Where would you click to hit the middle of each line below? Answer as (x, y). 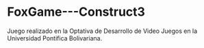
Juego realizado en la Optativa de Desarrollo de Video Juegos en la (102, 31)
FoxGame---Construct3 (76, 12)
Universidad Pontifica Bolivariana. (55, 38)
